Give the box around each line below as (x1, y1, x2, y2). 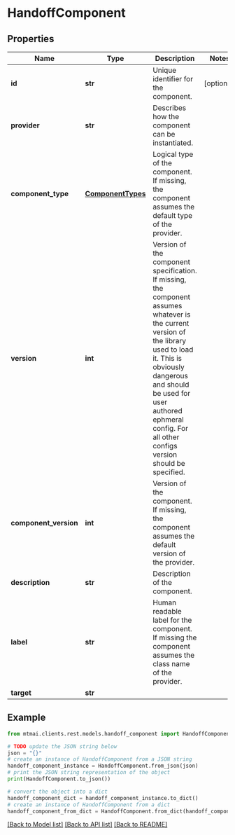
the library (152, 336, 187, 345)
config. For (152, 424, 189, 433)
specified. (152, 467, 185, 477)
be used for (152, 389, 191, 398)
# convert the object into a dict (7, 788, 108, 795)
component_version (10, 518, 78, 527)
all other (152, 432, 180, 442)
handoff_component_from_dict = (7, 808, 99, 815)
